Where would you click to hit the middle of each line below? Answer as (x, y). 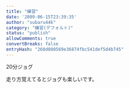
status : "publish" (28, 33)
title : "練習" (22, 11)
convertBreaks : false (32, 44)
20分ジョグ (20, 66)
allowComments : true (31, 38)
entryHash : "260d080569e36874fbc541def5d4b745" (65, 50)
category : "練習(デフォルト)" (40, 28)
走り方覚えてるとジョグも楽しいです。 (52, 79)
